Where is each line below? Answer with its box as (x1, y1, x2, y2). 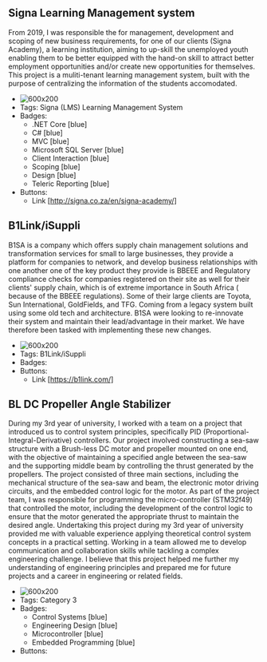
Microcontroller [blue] (31, 629, 104, 639)
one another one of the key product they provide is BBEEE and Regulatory (8, 265, 251, 275)
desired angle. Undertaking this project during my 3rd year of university (8, 521, 244, 530)
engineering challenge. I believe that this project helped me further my (8, 554, 239, 564)
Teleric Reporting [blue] (31, 179, 110, 188)
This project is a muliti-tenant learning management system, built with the (8, 69, 250, 79)
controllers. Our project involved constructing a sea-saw (73, 435, 259, 446)
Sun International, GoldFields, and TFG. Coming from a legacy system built (8, 299, 253, 309)
